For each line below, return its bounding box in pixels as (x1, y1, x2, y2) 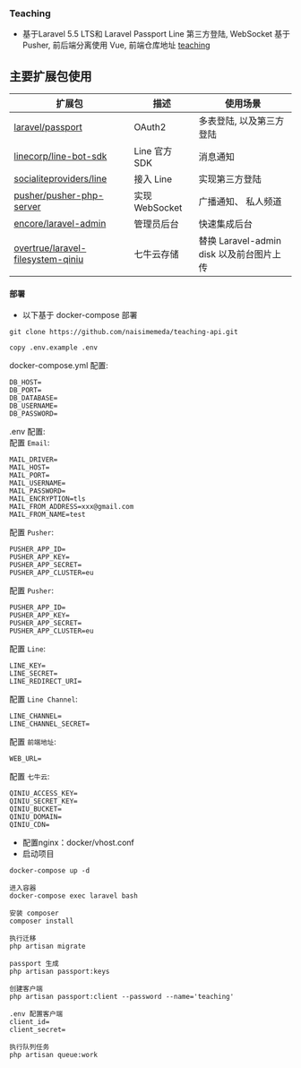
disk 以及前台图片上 (198, 248, 282, 261)
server (13, 201, 42, 213)
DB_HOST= (9, 378, 42, 387)
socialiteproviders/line (13, 173, 107, 185)
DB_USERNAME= (9, 401, 58, 410)
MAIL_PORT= (9, 471, 50, 480)
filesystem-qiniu (13, 254, 84, 266)
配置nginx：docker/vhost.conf (21, 837, 134, 848)
